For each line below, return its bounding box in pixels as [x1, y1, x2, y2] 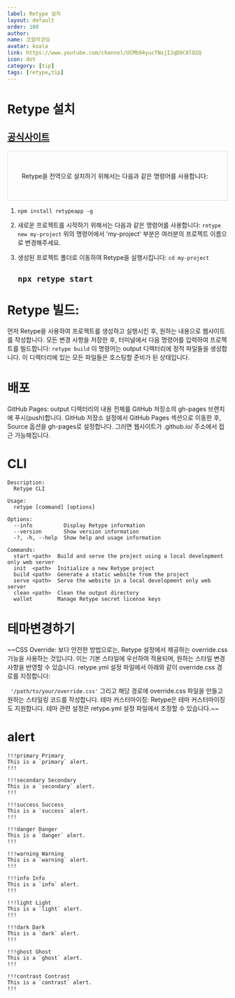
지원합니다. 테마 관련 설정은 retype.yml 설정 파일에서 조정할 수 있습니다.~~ [14, 704, 219, 712]
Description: [7, 479, 45, 486]
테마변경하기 [7, 621, 76, 637]
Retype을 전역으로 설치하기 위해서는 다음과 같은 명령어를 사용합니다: [22, 172, 208, 180]
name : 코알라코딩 [7, 36, 50, 43]
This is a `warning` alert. [7, 856, 90, 864]
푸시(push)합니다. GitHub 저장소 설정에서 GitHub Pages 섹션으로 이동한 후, [14, 413, 222, 422]
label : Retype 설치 [7, 10, 62, 18]
